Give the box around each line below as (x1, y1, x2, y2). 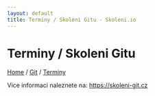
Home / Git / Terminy (7, 68, 67, 76)
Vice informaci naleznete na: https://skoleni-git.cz (7, 81, 148, 89)
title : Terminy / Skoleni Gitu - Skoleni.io (7, 16, 136, 23)
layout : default (7, 10, 53, 17)
